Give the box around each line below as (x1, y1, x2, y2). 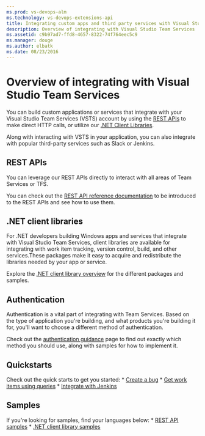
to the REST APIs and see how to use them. (6, 198, 115, 205)
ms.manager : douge (6, 37, 53, 43)
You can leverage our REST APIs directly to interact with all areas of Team (6, 174, 192, 181)
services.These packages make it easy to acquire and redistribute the (6, 252, 182, 259)
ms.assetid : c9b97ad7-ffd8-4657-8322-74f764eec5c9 (6, 32, 138, 38)
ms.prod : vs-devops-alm (6, 9, 67, 15)
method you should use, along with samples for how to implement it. (6, 342, 178, 349)
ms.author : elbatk (6, 43, 53, 50)
